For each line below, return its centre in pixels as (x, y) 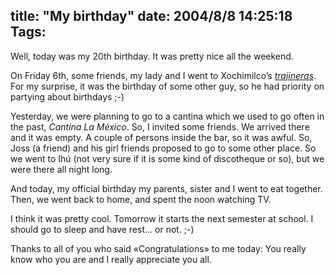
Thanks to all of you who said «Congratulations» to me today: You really (158, 248)
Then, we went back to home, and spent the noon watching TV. (141, 199)
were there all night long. (61, 169)
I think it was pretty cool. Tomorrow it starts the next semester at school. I (162, 218)
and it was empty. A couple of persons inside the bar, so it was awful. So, (161, 137)
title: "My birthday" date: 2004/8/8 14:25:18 (151, 16)
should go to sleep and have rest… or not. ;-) (102, 229)
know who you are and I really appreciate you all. (111, 259)
